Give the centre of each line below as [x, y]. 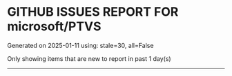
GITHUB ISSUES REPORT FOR [93, 12]
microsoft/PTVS [54, 26]
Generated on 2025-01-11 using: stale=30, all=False [80, 45]
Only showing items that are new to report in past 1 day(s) [89, 58]
